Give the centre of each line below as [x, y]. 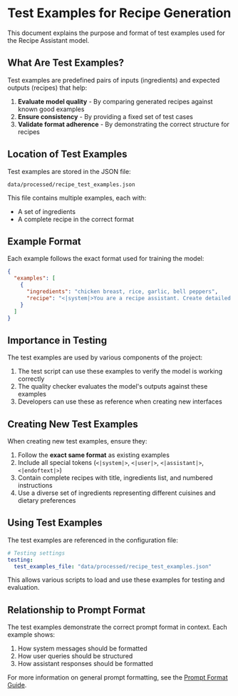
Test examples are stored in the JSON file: [69, 171]
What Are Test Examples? [66, 63]
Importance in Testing [57, 340]
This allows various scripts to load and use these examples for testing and [116, 580]
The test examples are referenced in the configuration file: [93, 540]
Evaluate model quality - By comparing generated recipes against [115, 101]
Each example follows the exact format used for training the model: [106, 259]
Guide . [17, 685]
